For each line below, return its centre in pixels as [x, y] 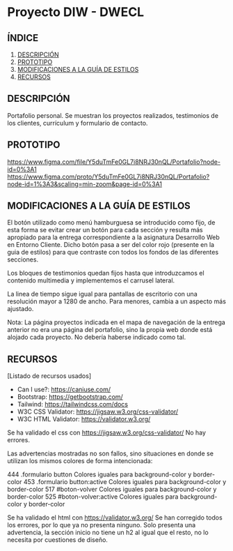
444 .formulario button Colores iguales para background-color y [99, 474]
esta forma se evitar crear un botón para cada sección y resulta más [105, 230]
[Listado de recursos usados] [49, 376]
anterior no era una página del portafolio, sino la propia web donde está [110, 330]
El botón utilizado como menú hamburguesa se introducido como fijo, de [111, 222]
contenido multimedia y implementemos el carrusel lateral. [91, 280]
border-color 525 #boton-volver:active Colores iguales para [93, 497]
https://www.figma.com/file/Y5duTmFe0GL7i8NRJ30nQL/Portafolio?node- [114, 162]
